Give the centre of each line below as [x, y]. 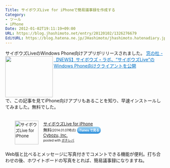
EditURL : [14, 38]
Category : [16, 15]
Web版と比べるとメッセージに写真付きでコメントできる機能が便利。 [76, 154]
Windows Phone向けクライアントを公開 [95, 66]
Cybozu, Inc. [56, 135]
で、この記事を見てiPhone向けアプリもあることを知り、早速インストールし [83, 100]
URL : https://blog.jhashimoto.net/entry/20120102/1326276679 [71, 33]
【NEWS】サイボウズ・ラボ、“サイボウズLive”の [104, 59]
